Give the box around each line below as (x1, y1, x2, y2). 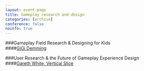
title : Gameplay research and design (5, 12, 85, 17)
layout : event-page (5, 7, 46, 13)
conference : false (5, 21, 44, 27)
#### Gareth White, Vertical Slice (5, 60, 74, 66)
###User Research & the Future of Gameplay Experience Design (5, 55, 139, 61)
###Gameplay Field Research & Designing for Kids (5, 40, 111, 46)
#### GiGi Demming (5, 45, 47, 51)
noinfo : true (5, 26, 33, 31)
